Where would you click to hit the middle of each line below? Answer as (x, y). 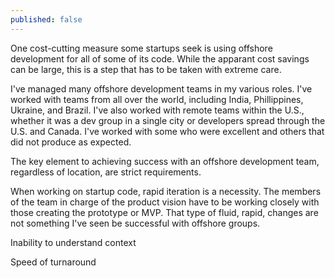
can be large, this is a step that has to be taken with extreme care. (146, 69)
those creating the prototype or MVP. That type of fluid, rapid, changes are (164, 212)
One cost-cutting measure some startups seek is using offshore (141, 48)
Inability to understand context (73, 242)
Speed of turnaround (53, 262)
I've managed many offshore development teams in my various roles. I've (161, 88)
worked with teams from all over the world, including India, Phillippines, (157, 99)
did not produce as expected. (71, 142)
